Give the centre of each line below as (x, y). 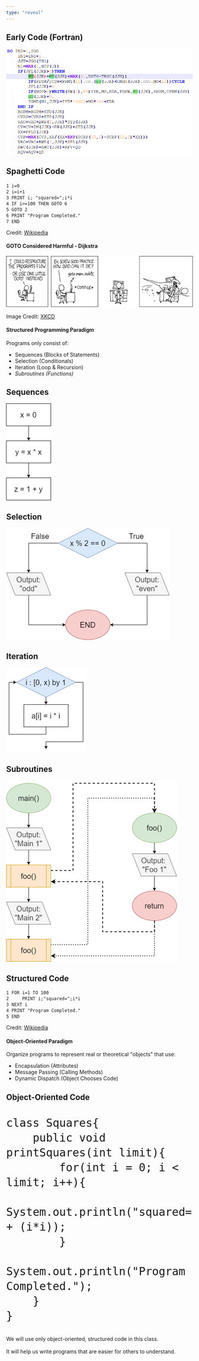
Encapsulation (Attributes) (46, 1066)
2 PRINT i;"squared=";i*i (44, 999)
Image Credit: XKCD (31, 316)
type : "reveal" (25, 12)
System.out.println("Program (96, 1271)
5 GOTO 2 (17, 210)
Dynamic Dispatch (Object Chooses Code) (66, 1078)
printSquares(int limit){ (86, 1152)
